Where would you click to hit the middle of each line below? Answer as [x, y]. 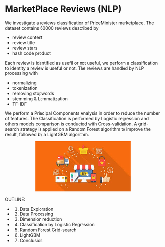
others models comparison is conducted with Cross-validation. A [71, 124]
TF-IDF [20, 104]
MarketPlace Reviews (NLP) [63, 9]
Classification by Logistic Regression [57, 224]
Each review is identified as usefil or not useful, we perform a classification [82, 63]
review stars [25, 48]
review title [23, 42]
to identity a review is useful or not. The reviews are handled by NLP [75, 68]
